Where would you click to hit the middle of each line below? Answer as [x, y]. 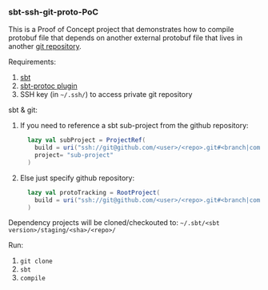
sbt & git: [23, 110]
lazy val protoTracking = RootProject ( [94, 192]
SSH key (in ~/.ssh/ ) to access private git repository [106, 95]
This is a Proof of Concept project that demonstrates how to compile [121, 30]
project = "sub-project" [74, 155]
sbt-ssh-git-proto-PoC [53, 12]
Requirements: [32, 62]
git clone [36, 262]
